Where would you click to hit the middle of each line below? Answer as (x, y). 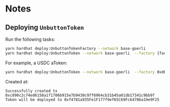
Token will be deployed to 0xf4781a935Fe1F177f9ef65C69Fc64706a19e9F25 (82, 99)
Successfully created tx (31, 91)
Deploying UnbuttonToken (45, 27)
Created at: (17, 81)
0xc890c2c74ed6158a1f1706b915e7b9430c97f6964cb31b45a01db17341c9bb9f (80, 95)
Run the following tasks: (30, 39)
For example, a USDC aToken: (36, 63)
